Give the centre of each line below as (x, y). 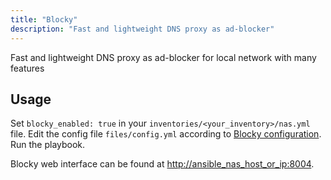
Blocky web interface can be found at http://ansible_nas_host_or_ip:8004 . (162, 164)
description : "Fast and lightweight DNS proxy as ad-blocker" (142, 29)
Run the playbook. (48, 145)
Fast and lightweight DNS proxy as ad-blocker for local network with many (163, 57)
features (27, 68)
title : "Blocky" (44, 19)
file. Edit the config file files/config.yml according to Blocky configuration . (166, 134)
